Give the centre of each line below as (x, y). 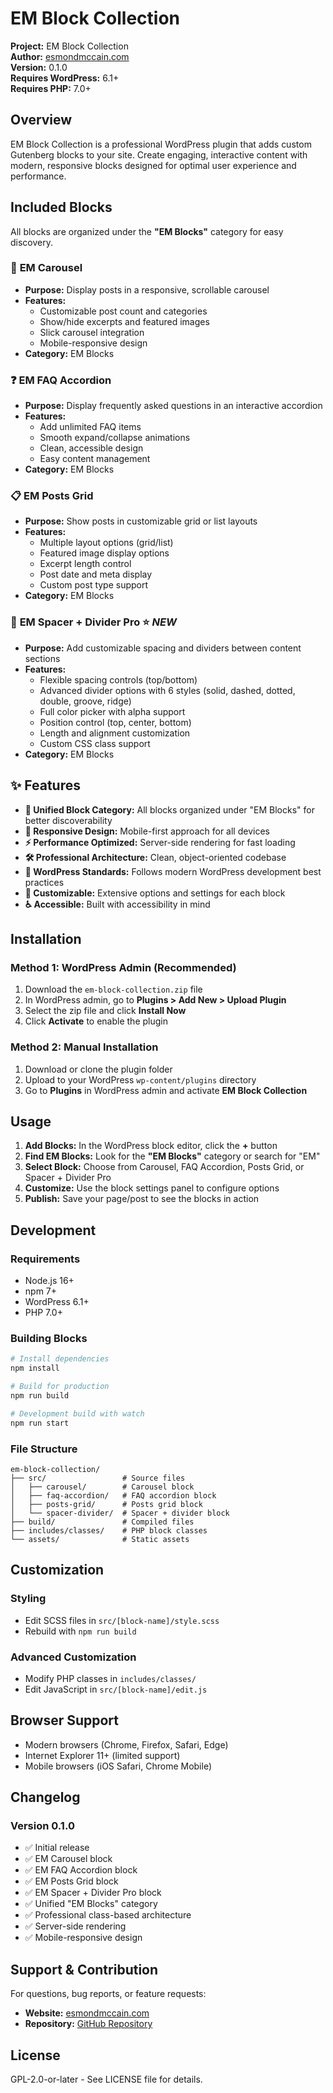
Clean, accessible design (91, 448)
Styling (28, 1599)
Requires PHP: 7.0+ (51, 88)
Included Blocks (61, 207)
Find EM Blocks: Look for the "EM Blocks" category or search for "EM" (172, 1156)
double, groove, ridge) (85, 701)
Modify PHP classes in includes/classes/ (110, 1678)
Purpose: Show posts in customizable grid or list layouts (141, 521)
